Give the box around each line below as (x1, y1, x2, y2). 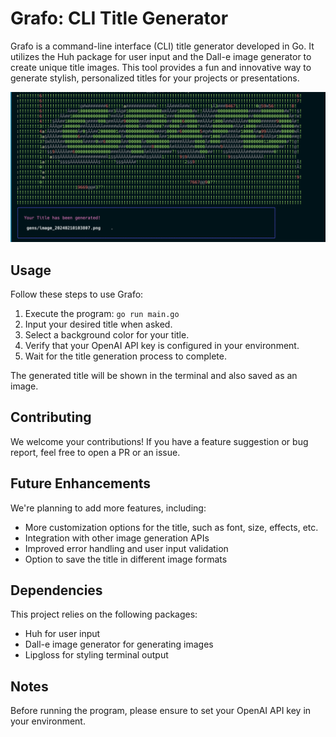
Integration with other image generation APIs (24, 532, 210, 544)
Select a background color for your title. (24, 328, 190, 341)
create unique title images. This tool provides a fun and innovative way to (10, 61, 312, 73)
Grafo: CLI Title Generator (10, 7, 229, 30)
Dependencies (10, 582, 103, 599)
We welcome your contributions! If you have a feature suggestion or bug (10, 435, 309, 447)
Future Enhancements (10, 475, 152, 492)
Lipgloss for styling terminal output (24, 649, 169, 661)
